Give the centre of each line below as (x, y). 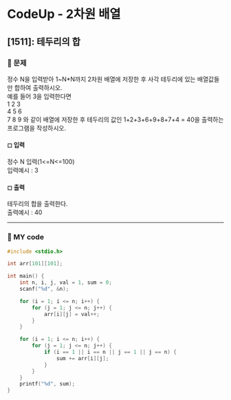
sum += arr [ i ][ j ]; (82, 358)
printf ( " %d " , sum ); (47, 384)
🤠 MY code (26, 237)
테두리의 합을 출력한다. (37, 204)
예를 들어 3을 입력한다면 (40, 96)
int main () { (26, 276)
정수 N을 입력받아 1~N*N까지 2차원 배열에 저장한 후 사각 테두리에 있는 (101, 79)
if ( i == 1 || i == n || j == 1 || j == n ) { (110, 352)
